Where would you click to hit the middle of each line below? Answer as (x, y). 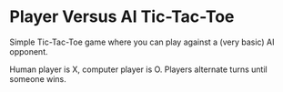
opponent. (29, 51)
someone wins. (38, 78)
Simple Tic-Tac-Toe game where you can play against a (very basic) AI (142, 42)
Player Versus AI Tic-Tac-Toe (122, 17)
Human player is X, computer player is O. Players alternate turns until (138, 69)
